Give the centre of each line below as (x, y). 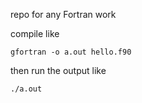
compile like (35, 33)
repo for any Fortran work (63, 14)
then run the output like (58, 70)
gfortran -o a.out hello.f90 (71, 52)
